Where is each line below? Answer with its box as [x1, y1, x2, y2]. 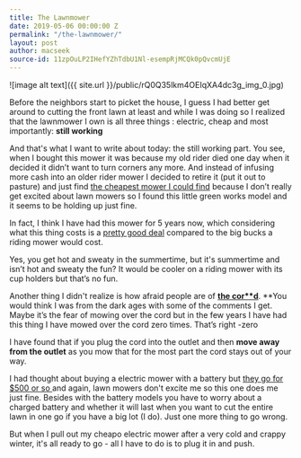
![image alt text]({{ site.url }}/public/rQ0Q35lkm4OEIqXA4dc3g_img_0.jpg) [9, 80, 285, 90]
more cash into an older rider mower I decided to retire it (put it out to [9, 172, 266, 182]
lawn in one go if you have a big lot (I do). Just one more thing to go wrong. [9, 411, 288, 422]
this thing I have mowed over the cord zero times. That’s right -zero [9, 320, 259, 330]
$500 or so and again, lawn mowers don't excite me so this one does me [9, 383, 279, 393]
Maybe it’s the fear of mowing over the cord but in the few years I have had [9, 310, 288, 320]
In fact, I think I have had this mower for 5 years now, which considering [9, 217, 276, 228]
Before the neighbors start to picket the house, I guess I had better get [9, 97, 270, 108]
